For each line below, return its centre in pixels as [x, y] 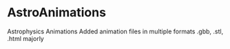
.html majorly [26, 38]
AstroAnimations [57, 13]
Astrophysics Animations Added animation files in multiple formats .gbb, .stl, [115, 31]
